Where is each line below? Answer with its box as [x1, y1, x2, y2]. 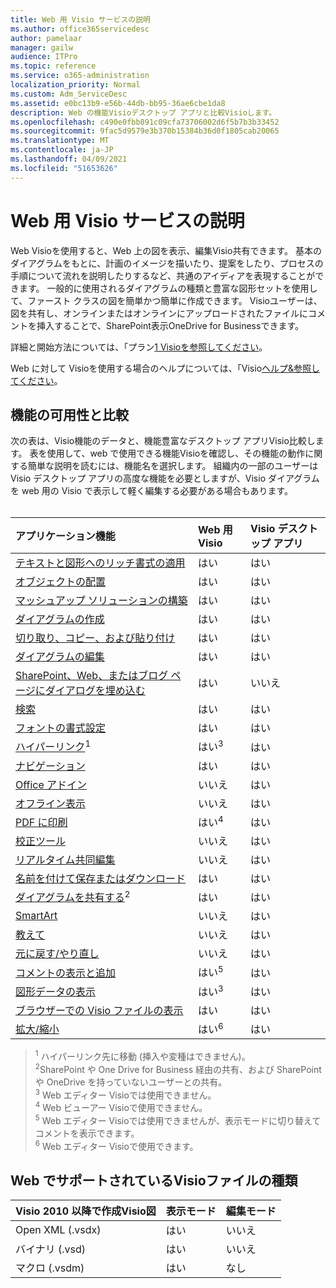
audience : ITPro [10, 52, 78, 62]
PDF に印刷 [15, 815, 68, 829]
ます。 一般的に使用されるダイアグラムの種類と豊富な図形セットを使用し [18, 282, 318, 294]
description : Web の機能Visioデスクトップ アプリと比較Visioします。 [10, 107, 277, 118]
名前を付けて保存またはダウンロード [15, 872, 187, 886]
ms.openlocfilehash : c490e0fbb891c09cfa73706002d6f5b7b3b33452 [10, 117, 280, 127]
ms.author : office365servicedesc [10, 24, 150, 34]
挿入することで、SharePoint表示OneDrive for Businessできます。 [36, 319, 304, 331]
